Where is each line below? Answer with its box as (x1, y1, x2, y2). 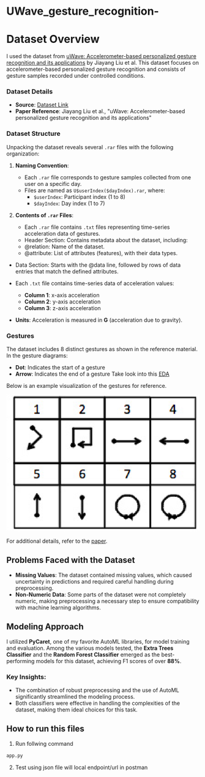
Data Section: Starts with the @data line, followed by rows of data (15, 261, 181, 269)
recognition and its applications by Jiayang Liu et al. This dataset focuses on (6, 59, 199, 67)
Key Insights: (6, 672, 47, 681)
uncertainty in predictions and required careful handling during (15, 578, 174, 585)
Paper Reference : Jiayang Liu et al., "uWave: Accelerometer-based (15, 108, 185, 115)
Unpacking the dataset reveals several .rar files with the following (6, 143, 174, 151)
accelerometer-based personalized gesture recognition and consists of (6, 65, 186, 73)
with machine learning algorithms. (15, 604, 101, 611)
